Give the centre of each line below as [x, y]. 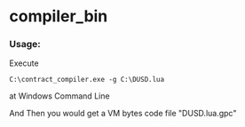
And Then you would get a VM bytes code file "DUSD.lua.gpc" [123, 114]
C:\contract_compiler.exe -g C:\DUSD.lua [87, 80]
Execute [24, 63]
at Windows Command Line [59, 96]
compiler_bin [59, 16]
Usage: [25, 44]
